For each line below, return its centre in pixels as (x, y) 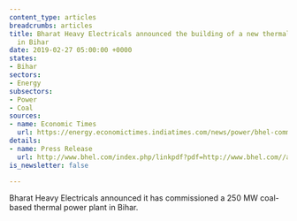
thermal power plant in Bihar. (86, 208)
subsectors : (31, 91)
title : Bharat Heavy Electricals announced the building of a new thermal (150, 34)
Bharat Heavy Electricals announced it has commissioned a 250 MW (134, 198)
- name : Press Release (51, 149)
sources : (25, 116)
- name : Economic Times (53, 125)
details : (25, 141)
